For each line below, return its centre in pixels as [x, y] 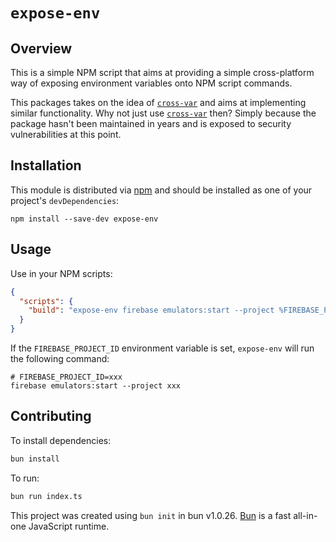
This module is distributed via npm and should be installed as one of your [161, 190]
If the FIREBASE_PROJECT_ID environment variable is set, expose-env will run [162, 348]
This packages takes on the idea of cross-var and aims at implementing [158, 102]
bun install [35, 459]
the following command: [60, 358]
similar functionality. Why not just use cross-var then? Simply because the [163, 113]
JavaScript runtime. [69, 526]
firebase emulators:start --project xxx [96, 386]
